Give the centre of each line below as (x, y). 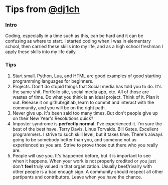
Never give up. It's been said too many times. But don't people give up (85, 113)
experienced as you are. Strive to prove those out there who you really (85, 145)
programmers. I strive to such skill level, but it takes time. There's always (88, 134)
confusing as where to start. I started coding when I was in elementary (78, 41)
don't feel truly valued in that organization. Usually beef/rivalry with (82, 166)
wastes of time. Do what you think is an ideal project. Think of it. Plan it (86, 97)
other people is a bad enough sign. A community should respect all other (88, 171)
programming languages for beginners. (53, 81)
